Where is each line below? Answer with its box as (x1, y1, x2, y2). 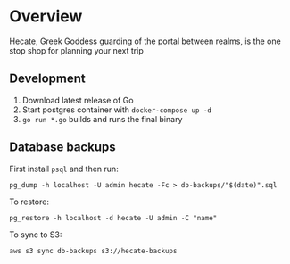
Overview (9, 6, 83, 27)
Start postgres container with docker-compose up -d (21, 104, 212, 115)
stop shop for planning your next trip (9, 45, 145, 55)
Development (9, 71, 87, 87)
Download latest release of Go (21, 95, 134, 105)
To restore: (9, 196, 49, 207)
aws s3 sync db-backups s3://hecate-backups (9, 246, 178, 255)
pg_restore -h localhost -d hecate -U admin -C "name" (9, 213, 218, 222)
